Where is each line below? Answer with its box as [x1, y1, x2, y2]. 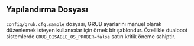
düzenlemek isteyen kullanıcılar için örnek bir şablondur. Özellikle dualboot [6, 27, 188, 34]
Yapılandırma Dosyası [6, 5, 89, 15]
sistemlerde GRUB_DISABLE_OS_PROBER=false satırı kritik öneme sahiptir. [6, 32, 176, 40]
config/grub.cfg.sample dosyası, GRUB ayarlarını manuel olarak [6, 20, 162, 27]
